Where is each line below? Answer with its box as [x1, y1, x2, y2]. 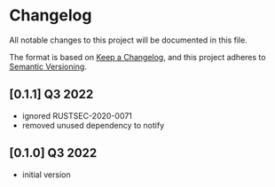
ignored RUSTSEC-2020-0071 [21, 110, 133, 121]
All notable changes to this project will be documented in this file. [9, 35, 248, 45]
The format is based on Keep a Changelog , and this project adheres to [9, 51, 266, 62]
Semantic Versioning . [9, 61, 87, 72]
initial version [21, 169, 71, 180]
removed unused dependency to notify [21, 120, 165, 130]
